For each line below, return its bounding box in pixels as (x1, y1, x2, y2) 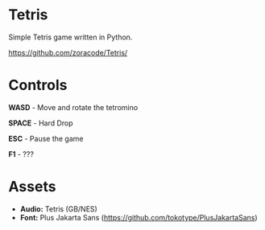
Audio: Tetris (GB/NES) (19, 203, 98, 214)
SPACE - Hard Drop (8, 118, 74, 128)
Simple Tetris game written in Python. (8, 32, 133, 42)
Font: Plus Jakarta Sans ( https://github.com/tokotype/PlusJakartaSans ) (19, 212, 258, 222)
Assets (8, 178, 56, 196)
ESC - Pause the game (8, 133, 84, 143)
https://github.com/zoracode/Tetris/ (8, 47, 128, 57)
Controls (8, 76, 68, 94)
